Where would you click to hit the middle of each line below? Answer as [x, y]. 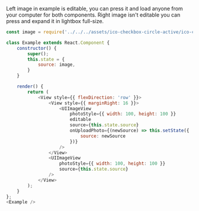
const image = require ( [36, 32]
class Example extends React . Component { [58, 43]
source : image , [57, 65]
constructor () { [37, 48]
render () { [30, 87]
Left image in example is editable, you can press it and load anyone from [95, 9]
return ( [38, 92]
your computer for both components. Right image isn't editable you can [93, 15]
